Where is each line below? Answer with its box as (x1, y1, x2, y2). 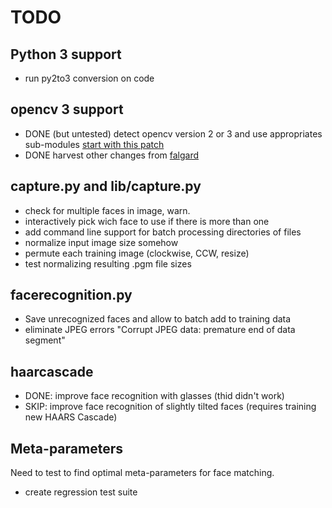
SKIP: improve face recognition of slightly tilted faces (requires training (24, 401, 317, 413)
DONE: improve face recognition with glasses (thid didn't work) (24, 390, 285, 402)
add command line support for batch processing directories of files (24, 226, 302, 238)
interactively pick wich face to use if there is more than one (24, 215, 270, 227)
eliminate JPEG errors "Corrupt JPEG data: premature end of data (24, 324, 296, 336)
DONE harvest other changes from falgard (24, 149, 200, 161)
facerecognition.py (10, 287, 133, 304)
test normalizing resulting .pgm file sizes (24, 257, 192, 270)
